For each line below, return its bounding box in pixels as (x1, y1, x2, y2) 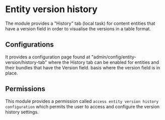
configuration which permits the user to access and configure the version (5, 103, 160, 109)
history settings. (5, 109, 39, 115)
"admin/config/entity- (91, 54, 136, 60)
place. (5, 70, 19, 76)
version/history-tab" (5, 59, 47, 65)
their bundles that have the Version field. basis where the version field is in (5, 64, 160, 70)
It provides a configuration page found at (5, 54, 91, 60)
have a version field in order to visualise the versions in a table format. (5, 25, 151, 31)
